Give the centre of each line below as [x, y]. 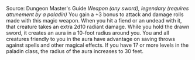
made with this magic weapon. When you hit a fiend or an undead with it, [94, 20]
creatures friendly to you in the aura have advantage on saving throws [91, 39]
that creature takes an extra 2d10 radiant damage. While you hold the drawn [98, 27]
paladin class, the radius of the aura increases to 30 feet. [75, 51]
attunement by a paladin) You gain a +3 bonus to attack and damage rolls [95, 14]
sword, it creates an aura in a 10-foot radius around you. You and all [88, 33]
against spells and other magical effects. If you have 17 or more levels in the [97, 45]
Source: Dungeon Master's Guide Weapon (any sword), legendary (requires [97, 8]
